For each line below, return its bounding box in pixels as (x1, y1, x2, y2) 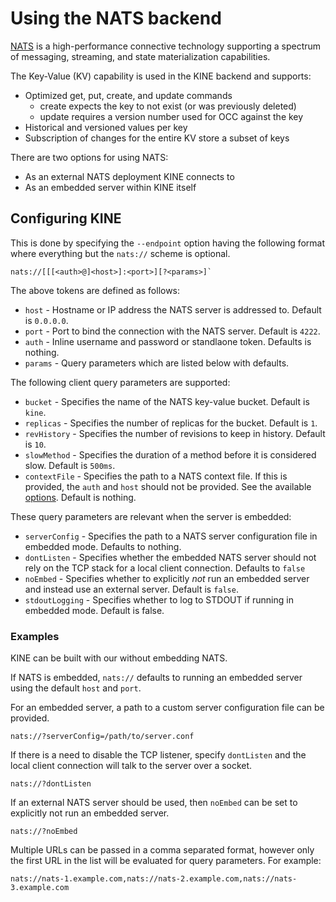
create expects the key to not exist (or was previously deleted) (39, 100, 297, 112)
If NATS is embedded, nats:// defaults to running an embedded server (10, 672, 303, 684)
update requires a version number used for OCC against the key (39, 110, 304, 122)
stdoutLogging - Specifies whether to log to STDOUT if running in (24, 593, 294, 606)
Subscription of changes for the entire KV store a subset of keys (24, 132, 290, 144)
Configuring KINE (10, 210, 122, 227)
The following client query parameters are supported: (10, 376, 231, 388)
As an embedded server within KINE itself (24, 181, 197, 193)
